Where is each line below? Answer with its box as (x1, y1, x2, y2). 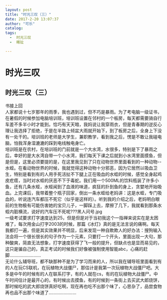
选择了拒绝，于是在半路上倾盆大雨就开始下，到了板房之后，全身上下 (18, 128, 158, 134)
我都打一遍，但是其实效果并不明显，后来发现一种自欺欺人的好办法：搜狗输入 (5, 227, 162, 233)
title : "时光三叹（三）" (5, 12, 51, 17)
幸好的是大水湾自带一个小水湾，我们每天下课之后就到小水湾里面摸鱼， (13, 152, 158, 158)
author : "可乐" (5, 21, 35, 26)
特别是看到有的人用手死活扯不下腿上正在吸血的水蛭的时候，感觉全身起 (13, 171, 158, 177)
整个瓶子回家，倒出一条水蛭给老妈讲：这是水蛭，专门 (48, 190, 158, 196)
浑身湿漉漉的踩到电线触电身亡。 (22, 140, 88, 146)
